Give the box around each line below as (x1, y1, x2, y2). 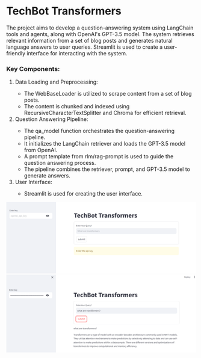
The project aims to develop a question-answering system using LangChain (6, 24, 194, 31)
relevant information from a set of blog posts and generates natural (6, 37, 173, 44)
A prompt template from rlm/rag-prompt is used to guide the (23, 153, 174, 160)
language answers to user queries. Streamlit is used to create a (6, 43, 163, 51)
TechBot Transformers (6, 4, 122, 18)
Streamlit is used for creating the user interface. (23, 190, 143, 197)
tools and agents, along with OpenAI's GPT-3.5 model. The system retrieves (6, 30, 194, 37)
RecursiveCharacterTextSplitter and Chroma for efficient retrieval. (23, 110, 187, 117)
